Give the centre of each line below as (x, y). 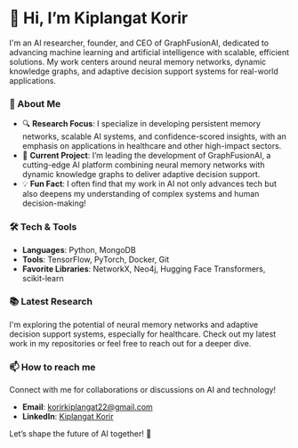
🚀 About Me (35, 103)
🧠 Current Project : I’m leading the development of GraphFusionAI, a (146, 156)
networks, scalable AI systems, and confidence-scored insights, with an (154, 136)
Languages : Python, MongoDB (79, 249)
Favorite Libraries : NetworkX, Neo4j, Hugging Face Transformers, (144, 269)
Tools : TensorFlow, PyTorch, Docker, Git (96, 259)
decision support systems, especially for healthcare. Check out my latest (143, 334)
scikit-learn (43, 278)
